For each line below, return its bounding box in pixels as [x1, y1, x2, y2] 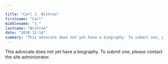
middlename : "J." [5, 21, 41, 26]
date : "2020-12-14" [5, 30, 46, 35]
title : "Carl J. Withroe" [5, 11, 59, 16]
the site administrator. [5, 54, 50, 60]
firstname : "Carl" [5, 16, 43, 21]
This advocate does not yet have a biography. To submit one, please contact [5, 48, 163, 54]
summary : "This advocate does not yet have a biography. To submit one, [5, 35, 160, 40]
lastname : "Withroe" [5, 25, 48, 30]
